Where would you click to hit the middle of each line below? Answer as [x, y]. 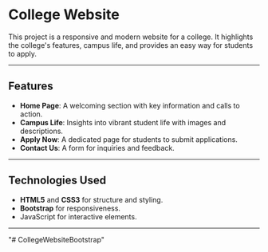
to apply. [23, 53]
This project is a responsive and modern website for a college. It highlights [131, 37]
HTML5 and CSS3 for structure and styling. [91, 199]
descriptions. [41, 131]
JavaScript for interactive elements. [78, 216]
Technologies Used [57, 181]
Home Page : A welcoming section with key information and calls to [130, 105]
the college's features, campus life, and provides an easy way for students [131, 45]
